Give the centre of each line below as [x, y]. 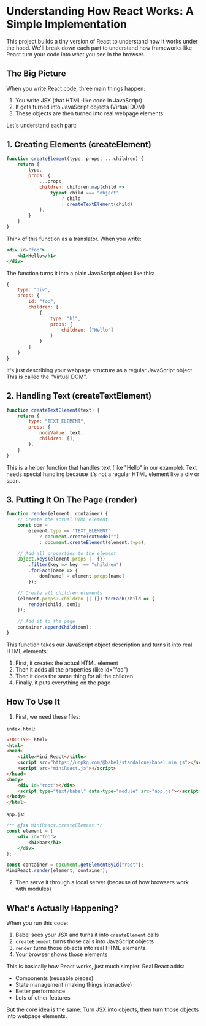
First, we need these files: [48, 716]
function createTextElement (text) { [53, 410]
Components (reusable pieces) [54, 978]
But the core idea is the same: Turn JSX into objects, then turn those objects [103, 1009]
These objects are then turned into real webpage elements [89, 113]
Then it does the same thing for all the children [74, 676]
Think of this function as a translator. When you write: [74, 239]
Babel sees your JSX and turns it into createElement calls [87, 935]
